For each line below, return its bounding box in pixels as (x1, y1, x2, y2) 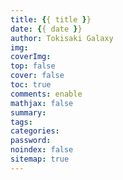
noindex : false (10, 145, 74, 155)
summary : (10, 107, 47, 118)
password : (10, 136, 52, 146)
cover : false (10, 71, 65, 81)
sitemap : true (10, 154, 70, 164)
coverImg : (10, 52, 52, 62)
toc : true (10, 80, 52, 90)
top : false (10, 61, 56, 71)
